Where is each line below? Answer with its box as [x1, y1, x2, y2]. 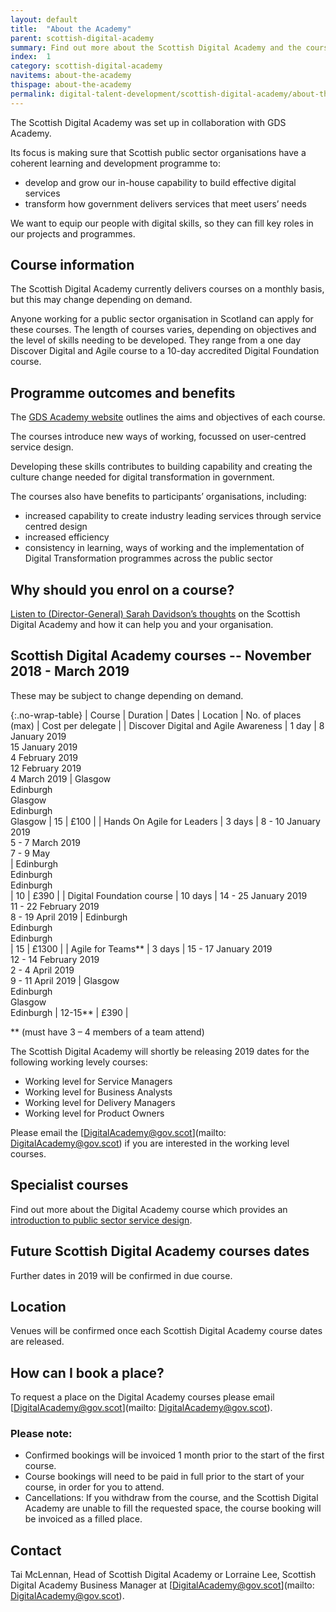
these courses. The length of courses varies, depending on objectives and [10, 324, 317, 336]
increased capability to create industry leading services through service [24, 510, 322, 522]
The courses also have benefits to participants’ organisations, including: [10, 491, 307, 503]
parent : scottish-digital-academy [10, 33, 155, 43]
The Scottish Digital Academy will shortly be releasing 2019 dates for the [10, 1045, 310, 1057]
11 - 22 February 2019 [10, 900, 100, 912]
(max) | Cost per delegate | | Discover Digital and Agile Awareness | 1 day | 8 [10, 719, 325, 731]
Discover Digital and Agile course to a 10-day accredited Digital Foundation [10, 345, 320, 357]
